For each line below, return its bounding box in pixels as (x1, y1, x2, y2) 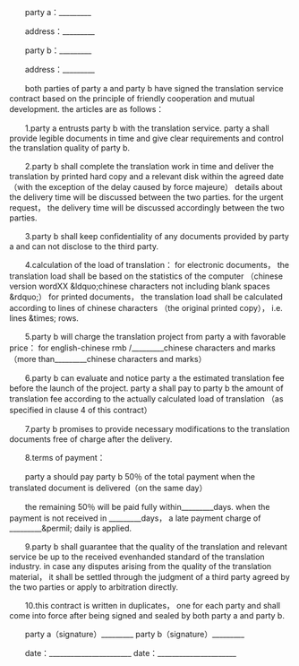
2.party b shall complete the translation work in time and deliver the (24, 161, 275, 171)
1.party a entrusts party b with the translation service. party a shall (24, 123, 270, 134)
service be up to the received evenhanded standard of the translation (9, 551, 266, 562)
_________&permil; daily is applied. (9, 523, 132, 533)
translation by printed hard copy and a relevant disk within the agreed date (9, 171, 285, 181)
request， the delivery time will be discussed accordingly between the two (9, 203, 285, 212)
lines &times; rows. (9, 313, 79, 324)
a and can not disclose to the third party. (9, 241, 159, 252)
